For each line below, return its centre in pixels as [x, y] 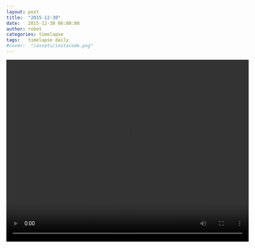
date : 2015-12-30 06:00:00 [43, 23]
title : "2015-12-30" [34, 18]
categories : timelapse [35, 35]
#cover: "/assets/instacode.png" [50, 46]
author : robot [24, 29]
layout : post [23, 12]
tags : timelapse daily [38, 40]
